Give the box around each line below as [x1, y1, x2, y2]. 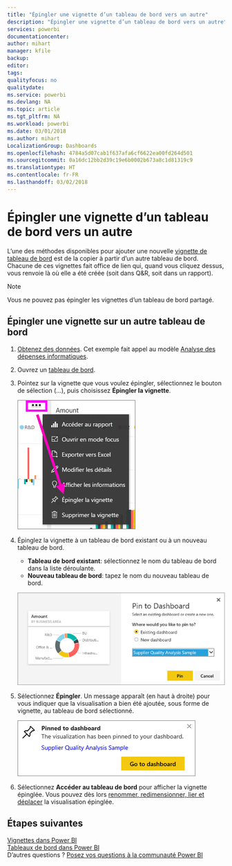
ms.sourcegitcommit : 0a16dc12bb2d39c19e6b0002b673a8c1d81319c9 [7, 157, 193, 164]
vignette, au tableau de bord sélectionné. [17, 706, 135, 715]
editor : [7, 62, 30, 69]
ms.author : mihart [7, 135, 60, 142]
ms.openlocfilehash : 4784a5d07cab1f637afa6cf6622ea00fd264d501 [7, 149, 193, 157]
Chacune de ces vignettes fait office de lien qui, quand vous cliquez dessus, [7, 261, 224, 269]
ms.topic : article [7, 106, 60, 113]
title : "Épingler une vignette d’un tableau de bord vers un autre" [7, 11, 209, 18]
